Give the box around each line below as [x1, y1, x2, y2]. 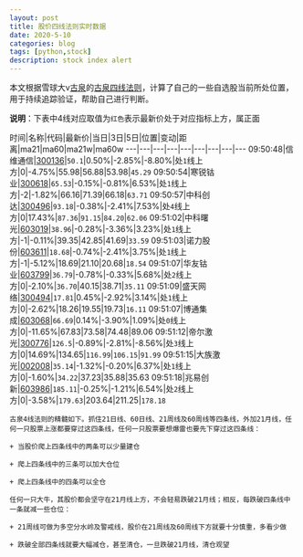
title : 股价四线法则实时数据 [9, 22, 107, 31]
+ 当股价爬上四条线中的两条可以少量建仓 [9, 442, 141, 451]
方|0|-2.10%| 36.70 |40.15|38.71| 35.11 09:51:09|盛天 [9, 280, 199, 291]
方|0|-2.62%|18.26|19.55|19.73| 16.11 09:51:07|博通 [9, 303, 200, 314]
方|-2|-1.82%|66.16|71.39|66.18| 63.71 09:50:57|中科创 [9, 189, 211, 200]
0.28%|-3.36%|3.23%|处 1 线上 [77, 224, 192, 234]
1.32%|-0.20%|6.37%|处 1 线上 [78, 361, 192, 371]
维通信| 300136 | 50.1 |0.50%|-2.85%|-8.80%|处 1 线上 [9, 155, 204, 165]
